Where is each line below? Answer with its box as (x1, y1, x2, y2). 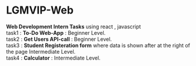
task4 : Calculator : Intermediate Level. (6, 54, 101, 61)
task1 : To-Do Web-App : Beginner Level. (6, 29, 106, 36)
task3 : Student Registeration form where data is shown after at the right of (6, 42, 190, 49)
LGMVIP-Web (6, 4, 74, 17)
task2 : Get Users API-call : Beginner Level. (6, 35, 112, 42)
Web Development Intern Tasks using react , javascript (6, 23, 141, 30)
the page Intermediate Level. (6, 48, 76, 55)
